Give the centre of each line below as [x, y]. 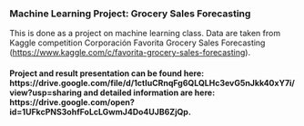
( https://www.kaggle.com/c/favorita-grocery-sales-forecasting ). [130, 53]
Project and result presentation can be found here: [107, 73]
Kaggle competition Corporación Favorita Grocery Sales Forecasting [137, 43]
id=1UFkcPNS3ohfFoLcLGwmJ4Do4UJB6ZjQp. [100, 111]
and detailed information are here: [149, 92]
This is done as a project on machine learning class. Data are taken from [145, 34]
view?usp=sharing [46, 92]
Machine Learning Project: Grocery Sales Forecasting [130, 14]
